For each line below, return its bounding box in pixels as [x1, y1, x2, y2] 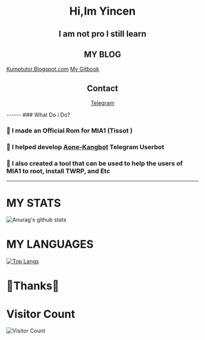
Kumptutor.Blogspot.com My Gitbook [6, 65, 99, 73]
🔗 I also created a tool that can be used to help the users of [6, 159, 183, 167]
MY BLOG [84, 49, 121, 59]
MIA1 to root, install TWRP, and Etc [6, 167, 110, 175]
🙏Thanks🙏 [6, 279, 60, 293]
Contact [87, 83, 118, 93]
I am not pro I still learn [59, 29, 146, 39]
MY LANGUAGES [6, 237, 94, 251]
